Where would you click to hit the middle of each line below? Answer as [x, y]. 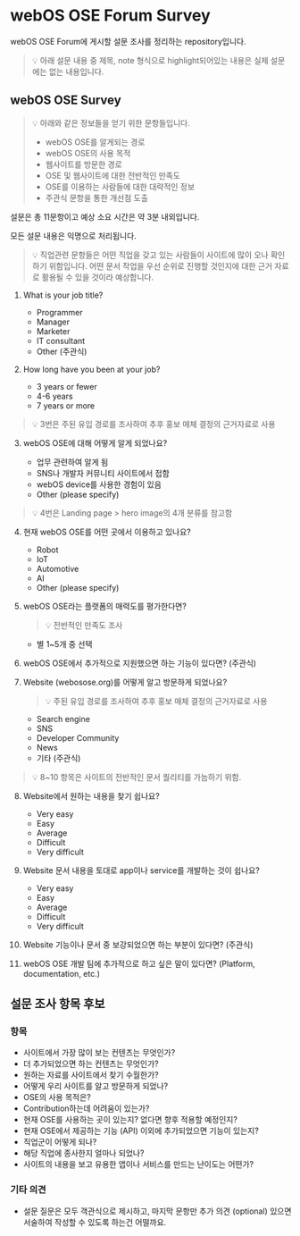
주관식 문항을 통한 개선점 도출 [96, 198]
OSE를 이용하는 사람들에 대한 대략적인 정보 [120, 186]
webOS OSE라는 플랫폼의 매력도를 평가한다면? [104, 606]
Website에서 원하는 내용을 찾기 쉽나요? [91, 795]
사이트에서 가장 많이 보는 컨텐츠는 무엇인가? [99, 1053]
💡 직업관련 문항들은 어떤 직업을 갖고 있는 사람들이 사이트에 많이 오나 [150, 255]
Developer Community [78, 737]
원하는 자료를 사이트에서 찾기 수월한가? [91, 1075]
